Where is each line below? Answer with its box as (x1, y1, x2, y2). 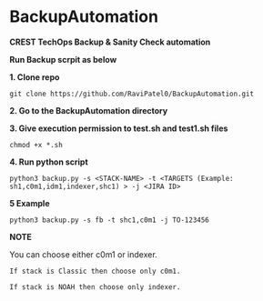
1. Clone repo (9, 71, 60, 83)
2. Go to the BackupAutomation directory (9, 105, 168, 115)
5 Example (9, 197, 50, 208)
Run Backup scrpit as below (9, 54, 117, 65)
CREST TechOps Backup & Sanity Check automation (9, 36, 211, 47)
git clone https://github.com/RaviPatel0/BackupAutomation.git (9, 89, 255, 98)
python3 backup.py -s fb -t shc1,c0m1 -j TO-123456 (9, 216, 209, 225)
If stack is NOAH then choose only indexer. (9, 282, 181, 292)
